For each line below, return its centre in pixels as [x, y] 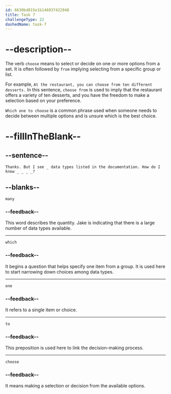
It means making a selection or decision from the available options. [75, 386]
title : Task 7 [20, 15]
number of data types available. [39, 228]
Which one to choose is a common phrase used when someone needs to [81, 111]
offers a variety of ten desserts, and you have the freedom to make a [77, 95]
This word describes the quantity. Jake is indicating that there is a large [80, 223]
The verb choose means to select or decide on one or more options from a [83, 64]
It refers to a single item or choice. [41, 310]
